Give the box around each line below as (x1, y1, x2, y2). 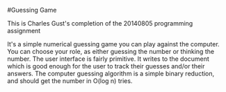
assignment (7, 27, 41, 35)
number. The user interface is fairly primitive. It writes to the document (7, 55, 210, 63)
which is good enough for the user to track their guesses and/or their (7, 62, 205, 70)
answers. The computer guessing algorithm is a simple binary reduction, (7, 69, 215, 77)
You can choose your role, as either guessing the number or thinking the (7, 48, 214, 55)
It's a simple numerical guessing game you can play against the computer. (7, 40, 220, 48)
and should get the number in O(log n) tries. (7, 77, 133, 85)
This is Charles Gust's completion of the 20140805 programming (7, 19, 193, 27)
